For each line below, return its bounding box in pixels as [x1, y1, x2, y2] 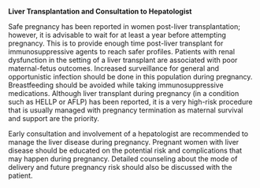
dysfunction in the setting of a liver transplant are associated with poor [8, 55, 238, 65]
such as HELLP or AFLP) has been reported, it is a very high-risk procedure [8, 98, 253, 106]
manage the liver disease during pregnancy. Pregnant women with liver [8, 138, 240, 146]
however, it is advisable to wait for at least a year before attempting [8, 31, 227, 39]
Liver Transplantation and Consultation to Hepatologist [8, 7, 192, 16]
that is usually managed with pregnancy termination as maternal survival [8, 105, 243, 115]
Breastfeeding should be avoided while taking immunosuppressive [8, 80, 224, 90]
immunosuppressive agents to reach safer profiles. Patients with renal [8, 47, 235, 56]
